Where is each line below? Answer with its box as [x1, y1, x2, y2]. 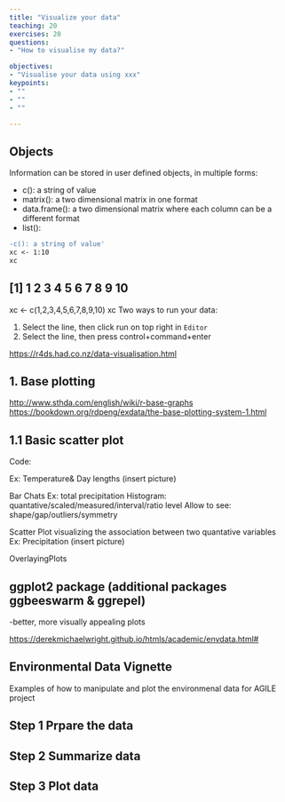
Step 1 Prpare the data [9, 719, 134, 734]
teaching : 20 [9, 21, 58, 30]
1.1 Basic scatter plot [9, 433, 124, 448]
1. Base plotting [9, 374, 96, 389]
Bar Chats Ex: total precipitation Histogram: [9, 490, 167, 502]
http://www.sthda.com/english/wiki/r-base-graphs [9, 397, 194, 409]
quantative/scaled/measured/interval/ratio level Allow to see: [9, 500, 232, 511]
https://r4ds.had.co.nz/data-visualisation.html [9, 348, 178, 359]
